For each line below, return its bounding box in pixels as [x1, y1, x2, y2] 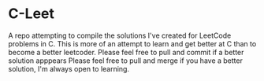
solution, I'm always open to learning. [8, 64, 130, 73]
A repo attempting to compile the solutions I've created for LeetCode [8, 31, 232, 40]
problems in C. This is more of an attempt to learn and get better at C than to [8, 39, 257, 48]
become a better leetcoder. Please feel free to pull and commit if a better [8, 47, 244, 57]
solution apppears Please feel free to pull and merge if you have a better [8, 56, 243, 65]
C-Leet [8, 5, 55, 23]
